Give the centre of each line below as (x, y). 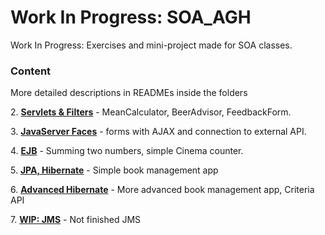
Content (31, 71)
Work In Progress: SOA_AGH (131, 17)
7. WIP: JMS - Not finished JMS (76, 220)
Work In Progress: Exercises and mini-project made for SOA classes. (151, 45)
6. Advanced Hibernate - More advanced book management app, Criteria (162, 190)
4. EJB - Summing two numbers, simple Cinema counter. (127, 151)
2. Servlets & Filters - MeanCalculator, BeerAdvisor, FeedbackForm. (151, 112)
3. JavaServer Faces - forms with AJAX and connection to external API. (158, 132)
